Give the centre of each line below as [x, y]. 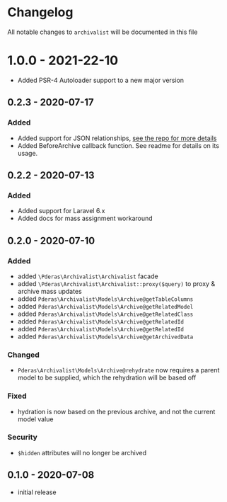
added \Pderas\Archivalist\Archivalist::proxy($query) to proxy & [116, 283]
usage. [28, 153]
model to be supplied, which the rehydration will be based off [107, 378]
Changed [24, 355]
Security [22, 438]
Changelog [40, 12]
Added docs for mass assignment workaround [85, 218]
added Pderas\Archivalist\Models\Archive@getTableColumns [105, 299]
